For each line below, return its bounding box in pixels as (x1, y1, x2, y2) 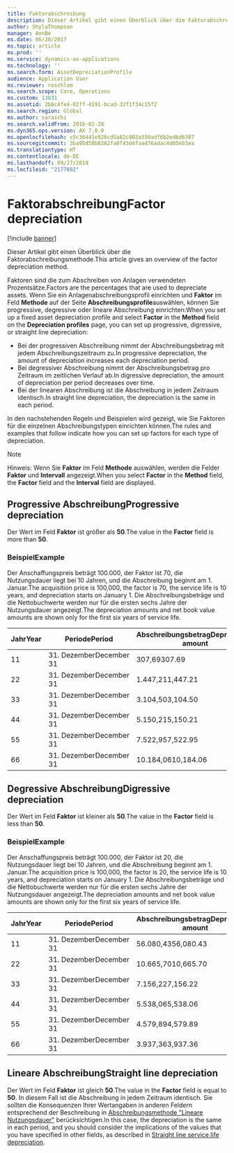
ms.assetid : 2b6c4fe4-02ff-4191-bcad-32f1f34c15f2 (7, 101, 157, 108)
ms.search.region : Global (7, 107, 82, 114)
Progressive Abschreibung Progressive (7, 498, 180, 510)
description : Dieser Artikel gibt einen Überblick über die (7, 17, 186, 24)
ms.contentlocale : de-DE (7, 153, 79, 161)
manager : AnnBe (7, 29, 52, 37)
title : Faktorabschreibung (7, 10, 86, 17)
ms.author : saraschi (7, 114, 68, 121)
